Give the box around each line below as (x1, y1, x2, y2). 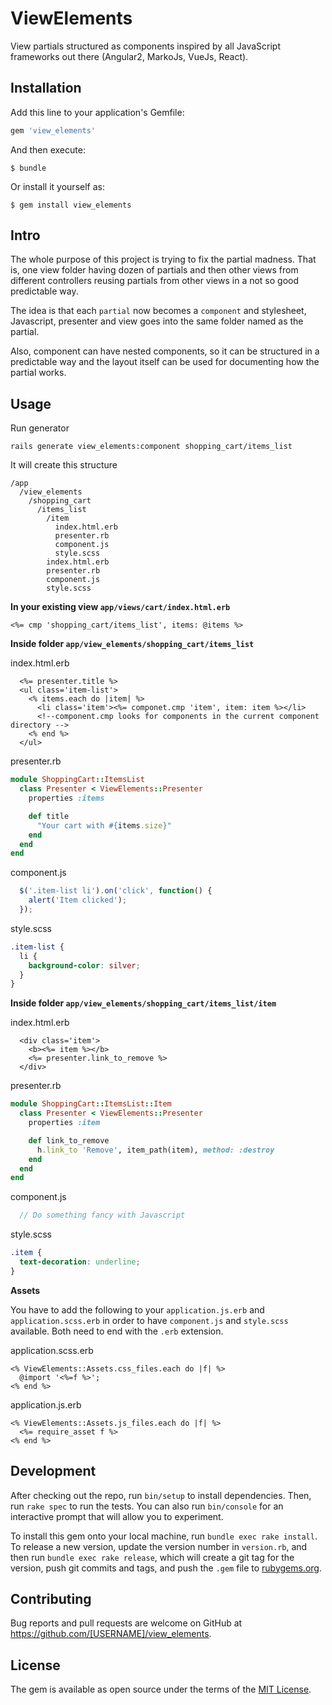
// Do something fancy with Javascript (19, 1210, 186, 1221)
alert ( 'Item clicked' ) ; (28, 895, 128, 906)
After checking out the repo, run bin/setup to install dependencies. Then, (10, 1489, 312, 1501)
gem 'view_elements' (10, 125, 97, 136)
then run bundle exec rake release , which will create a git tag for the (10, 1551, 295, 1563)
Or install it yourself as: (10, 180, 105, 192)
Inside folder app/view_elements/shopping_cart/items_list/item (10, 997, 277, 1009)
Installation (10, 80, 82, 97)
